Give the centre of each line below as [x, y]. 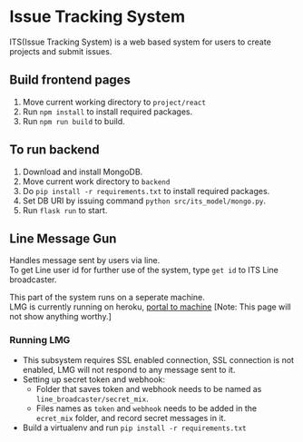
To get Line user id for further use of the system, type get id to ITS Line [144, 270]
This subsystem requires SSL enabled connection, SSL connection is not [158, 359]
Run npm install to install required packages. [108, 112]
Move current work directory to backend [96, 181]
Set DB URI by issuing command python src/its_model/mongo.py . [144, 201]
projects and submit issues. [61, 51]
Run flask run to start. [65, 210]
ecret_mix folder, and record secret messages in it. [131, 417]
